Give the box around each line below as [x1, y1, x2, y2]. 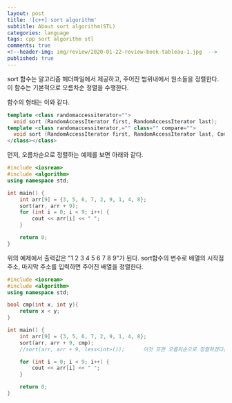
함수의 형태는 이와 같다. [7, 98, 70, 106]
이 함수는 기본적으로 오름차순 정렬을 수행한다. [7, 83, 129, 92]
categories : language [7, 29, 70, 37]
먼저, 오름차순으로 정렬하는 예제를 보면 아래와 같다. [7, 151, 144, 159]
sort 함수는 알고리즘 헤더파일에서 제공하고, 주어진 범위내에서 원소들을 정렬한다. [7, 74, 220, 83]
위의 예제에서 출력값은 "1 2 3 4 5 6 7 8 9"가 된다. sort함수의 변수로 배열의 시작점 [7, 254, 224, 262]
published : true [7, 55, 54, 62]
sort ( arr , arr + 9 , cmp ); [19, 339, 95, 347]
